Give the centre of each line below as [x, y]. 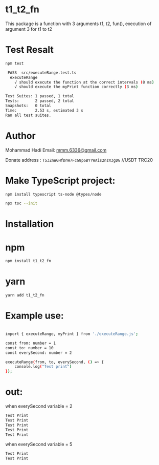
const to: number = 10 [29, 348]
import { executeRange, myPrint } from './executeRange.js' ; [72, 334]
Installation [30, 224]
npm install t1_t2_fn [28, 261]
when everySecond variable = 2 [39, 406]
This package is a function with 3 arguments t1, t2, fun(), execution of [78, 24]
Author [20, 135]
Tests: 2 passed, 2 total [40, 101]
